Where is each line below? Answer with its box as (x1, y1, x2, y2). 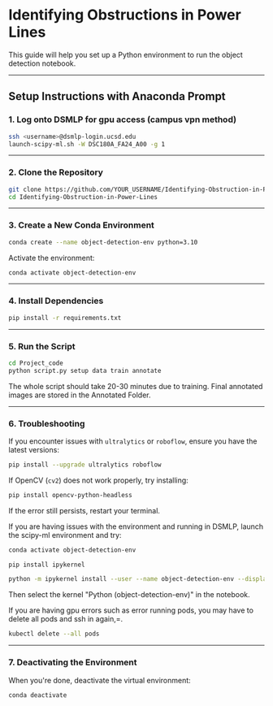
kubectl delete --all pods (8, 630, 100, 639)
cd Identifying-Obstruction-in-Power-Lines (8, 193, 158, 201)
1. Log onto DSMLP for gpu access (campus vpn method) (8, 114, 237, 125)
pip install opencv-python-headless (8, 491, 132, 499)
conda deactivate (8, 691, 67, 700)
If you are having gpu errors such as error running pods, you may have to (8, 605, 254, 615)
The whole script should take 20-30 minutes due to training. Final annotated (8, 381, 263, 391)
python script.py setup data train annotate (8, 366, 162, 375)
